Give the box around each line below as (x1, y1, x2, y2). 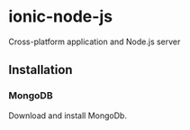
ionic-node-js (8, 6, 113, 27)
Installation (8, 62, 73, 78)
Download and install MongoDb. (8, 110, 128, 121)
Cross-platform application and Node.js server (8, 36, 181, 47)
